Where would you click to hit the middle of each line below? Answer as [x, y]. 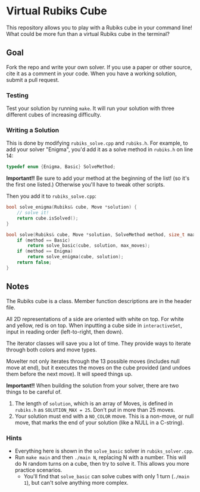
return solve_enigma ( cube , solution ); [76, 257]
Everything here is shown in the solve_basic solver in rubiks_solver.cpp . [104, 451]
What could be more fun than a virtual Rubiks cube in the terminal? [88, 33]
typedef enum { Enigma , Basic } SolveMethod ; [61, 167]
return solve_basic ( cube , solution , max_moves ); [89, 246]
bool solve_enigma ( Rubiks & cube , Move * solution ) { [71, 207]
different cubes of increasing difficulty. [54, 115]
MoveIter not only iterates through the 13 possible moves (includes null [93, 361]
